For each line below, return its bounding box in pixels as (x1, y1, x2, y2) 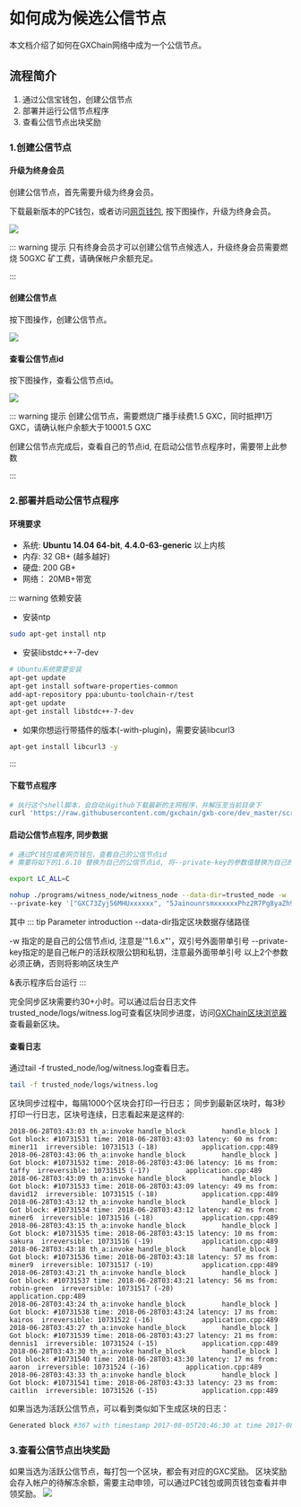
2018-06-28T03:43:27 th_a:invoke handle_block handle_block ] (9, 1324, 279, 1333)
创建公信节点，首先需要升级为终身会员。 (9, 186, 159, 198)
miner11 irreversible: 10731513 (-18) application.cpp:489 (9, 1142, 279, 1152)
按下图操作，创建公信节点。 (9, 314, 112, 325)
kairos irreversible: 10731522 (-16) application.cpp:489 (9, 1316, 279, 1325)
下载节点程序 (9, 780, 56, 790)
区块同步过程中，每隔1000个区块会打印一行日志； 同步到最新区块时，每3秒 (9, 1097, 286, 1109)
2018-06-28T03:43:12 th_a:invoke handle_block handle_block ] (9, 1198, 279, 1207)
